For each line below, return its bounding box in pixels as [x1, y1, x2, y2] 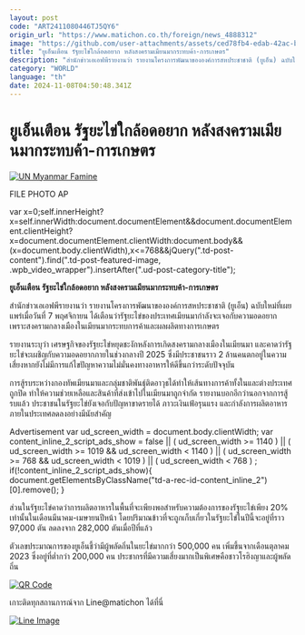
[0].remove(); [9, 484, 59, 495]
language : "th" [9, 73, 67, 82]
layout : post [9, 13, 59, 23]
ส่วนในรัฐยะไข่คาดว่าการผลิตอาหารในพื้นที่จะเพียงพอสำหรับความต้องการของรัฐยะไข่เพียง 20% [9, 501, 289, 512]
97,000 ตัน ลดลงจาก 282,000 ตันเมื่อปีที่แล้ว [9, 522, 152, 533]
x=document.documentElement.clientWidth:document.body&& [9, 235, 243, 246]
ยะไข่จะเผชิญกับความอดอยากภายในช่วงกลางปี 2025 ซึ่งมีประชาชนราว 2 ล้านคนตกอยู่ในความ [9, 348, 288, 359]
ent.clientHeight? [9, 225, 74, 237]
